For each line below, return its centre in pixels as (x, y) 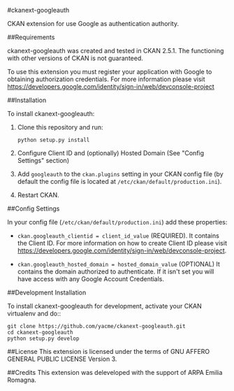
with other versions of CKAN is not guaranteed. (75, 58)
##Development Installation (47, 292)
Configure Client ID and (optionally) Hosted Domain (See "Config (111, 153)
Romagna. (22, 380)
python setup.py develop (43, 339)
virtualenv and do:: (34, 313)
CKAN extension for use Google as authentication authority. (93, 23)
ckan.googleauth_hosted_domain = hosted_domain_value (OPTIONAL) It (118, 264)
